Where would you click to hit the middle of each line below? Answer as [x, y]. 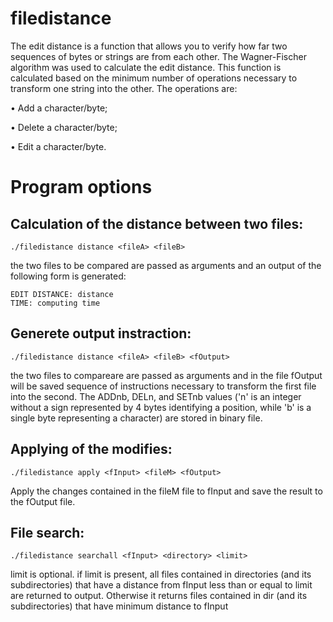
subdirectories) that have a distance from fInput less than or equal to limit [161, 585]
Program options [81, 187]
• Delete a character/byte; [64, 127]
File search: [47, 532]
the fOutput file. [43, 501]
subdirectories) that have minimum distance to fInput [119, 606]
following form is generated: [68, 276]
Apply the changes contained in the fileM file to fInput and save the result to [166, 491]
